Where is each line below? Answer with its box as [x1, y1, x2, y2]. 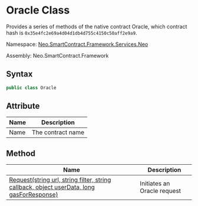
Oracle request [140, 187, 181, 195]
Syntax [6, 69, 33, 79]
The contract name [31, 128, 84, 137]
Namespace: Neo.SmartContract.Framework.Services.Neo [6, 41, 148, 48]
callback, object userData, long [9, 183, 95, 191]
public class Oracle [6, 85, 57, 91]
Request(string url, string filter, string [9, 176, 111, 184]
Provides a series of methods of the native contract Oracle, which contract [6, 23, 187, 30]
